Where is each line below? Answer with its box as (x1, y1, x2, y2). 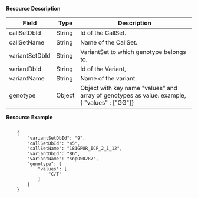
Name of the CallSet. (80, 38, 137, 46)
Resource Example (6, 114, 53, 120)
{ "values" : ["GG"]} (80, 99, 134, 106)
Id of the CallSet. (80, 29, 127, 37)
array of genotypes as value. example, (80, 91, 187, 99)
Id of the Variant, (80, 65, 127, 73)
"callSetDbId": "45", (27, 140, 81, 146)
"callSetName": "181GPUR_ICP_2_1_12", (27, 146, 123, 152)
